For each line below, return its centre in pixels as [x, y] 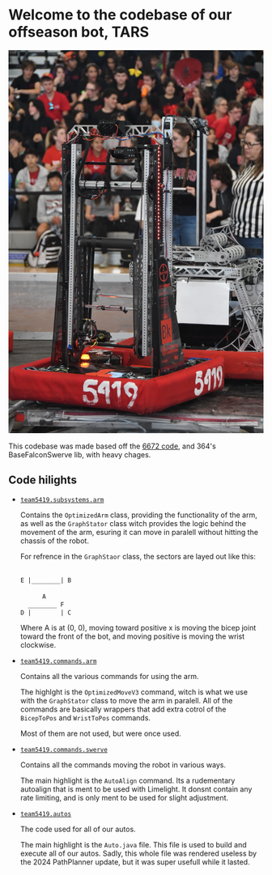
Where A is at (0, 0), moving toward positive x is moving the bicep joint [138, 628]
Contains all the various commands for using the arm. [109, 677]
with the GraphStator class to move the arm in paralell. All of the [126, 701]
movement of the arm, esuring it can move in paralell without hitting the [139, 533]
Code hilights [42, 480]
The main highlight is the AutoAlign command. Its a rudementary [127, 781]
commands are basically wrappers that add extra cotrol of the [123, 709]
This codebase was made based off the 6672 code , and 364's [112, 446]
